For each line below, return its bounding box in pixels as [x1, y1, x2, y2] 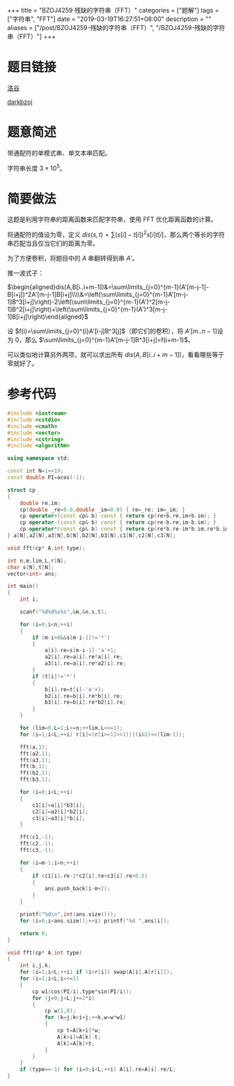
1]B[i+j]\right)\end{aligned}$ [7, 313, 88, 321]
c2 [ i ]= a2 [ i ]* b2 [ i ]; [32, 808, 89, 815]
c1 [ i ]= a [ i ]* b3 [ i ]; [32, 802, 86, 809]
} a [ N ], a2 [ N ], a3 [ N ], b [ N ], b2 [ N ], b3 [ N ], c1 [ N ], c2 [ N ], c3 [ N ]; [7, 532, 176, 539]
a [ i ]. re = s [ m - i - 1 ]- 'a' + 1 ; [44, 647, 117, 654]
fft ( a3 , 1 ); [19, 756, 52, 763]
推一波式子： [7, 269, 44, 277]
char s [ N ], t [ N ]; [7, 564, 54, 571]
